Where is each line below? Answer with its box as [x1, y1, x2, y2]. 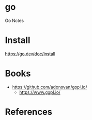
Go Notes [5, 18, 24, 23]
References [5, 106, 52, 117]
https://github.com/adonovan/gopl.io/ [12, 84, 87, 90]
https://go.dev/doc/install [5, 51, 56, 57]
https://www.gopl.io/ [19, 89, 61, 95]
